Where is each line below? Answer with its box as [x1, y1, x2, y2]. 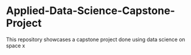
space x [6, 42, 25, 49]
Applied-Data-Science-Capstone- [6, 4, 175, 18]
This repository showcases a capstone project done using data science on [6, 36, 186, 43]
